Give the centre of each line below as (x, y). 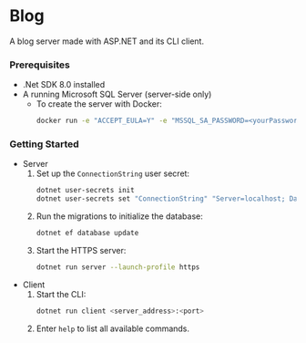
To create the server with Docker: (99, 104)
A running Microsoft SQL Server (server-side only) (117, 94)
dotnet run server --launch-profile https (118, 267)
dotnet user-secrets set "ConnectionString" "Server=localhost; (161, 199)
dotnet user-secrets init (85, 191)
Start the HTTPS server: (81, 251)
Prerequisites (40, 65)
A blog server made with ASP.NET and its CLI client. (107, 41)
